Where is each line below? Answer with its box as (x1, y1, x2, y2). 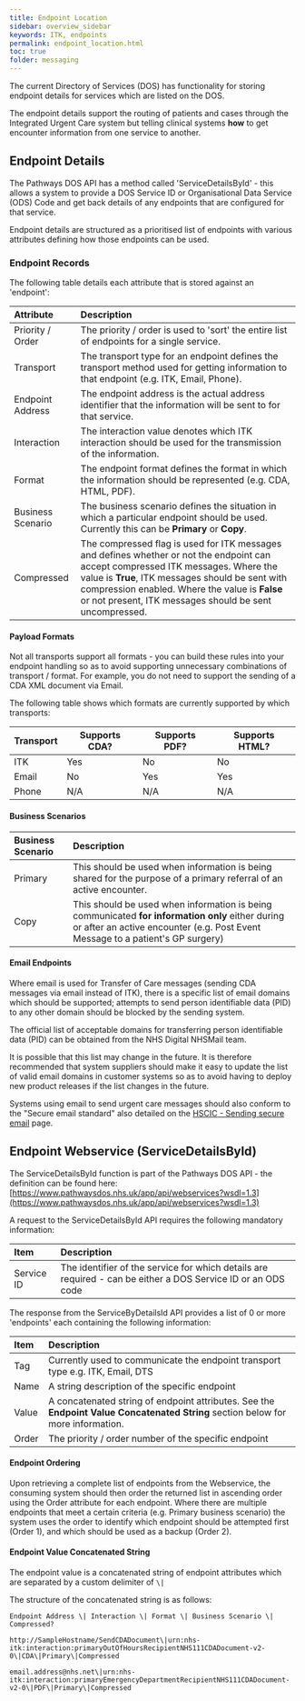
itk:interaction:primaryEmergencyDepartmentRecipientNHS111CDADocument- (9, 1675, 290, 1685)
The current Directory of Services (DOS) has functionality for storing (9, 81, 266, 91)
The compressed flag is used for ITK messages (80, 537, 282, 550)
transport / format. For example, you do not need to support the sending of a (9, 670, 296, 682)
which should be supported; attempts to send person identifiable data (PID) (9, 996, 291, 1007)
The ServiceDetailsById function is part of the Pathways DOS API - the (9, 1167, 273, 1178)
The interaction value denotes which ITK (80, 425, 252, 437)
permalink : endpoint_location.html (9, 38, 144, 48)
